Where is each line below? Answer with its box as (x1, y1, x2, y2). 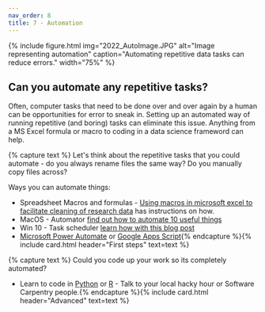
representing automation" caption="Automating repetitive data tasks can (8, 49, 244, 59)
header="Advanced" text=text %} (19, 296, 130, 306)
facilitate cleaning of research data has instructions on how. (19, 207, 215, 216)
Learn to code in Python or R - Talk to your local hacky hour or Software (19, 279, 255, 289)
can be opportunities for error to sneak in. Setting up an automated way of (8, 110, 251, 120)
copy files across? (8, 167, 68, 177)
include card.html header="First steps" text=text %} (19, 240, 190, 249)
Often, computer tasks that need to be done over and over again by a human (8, 101, 258, 111)
